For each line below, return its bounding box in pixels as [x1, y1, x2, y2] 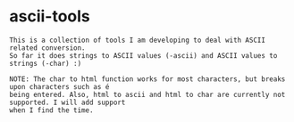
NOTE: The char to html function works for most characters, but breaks [9, 74, 286, 84]
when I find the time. [9, 105, 94, 115]
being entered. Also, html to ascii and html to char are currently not [9, 90, 286, 99]
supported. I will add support [9, 98, 126, 107]
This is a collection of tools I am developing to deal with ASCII [9, 36, 266, 45]
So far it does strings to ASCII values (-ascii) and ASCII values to [9, 51, 278, 60]
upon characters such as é [9, 82, 110, 91]
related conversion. [9, 43, 87, 53]
